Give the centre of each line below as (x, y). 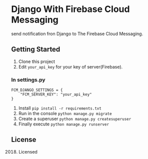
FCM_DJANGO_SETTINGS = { (37, 90)
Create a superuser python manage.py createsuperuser (75, 119)
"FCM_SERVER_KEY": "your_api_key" (56, 94)
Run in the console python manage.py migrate (65, 113)
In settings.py (28, 79)
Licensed (28, 151)
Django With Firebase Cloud (70, 9)
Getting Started (36, 49)
